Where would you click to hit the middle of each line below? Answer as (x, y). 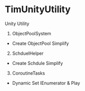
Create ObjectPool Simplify (40, 43)
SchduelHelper (28, 53)
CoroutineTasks (29, 73)
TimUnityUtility (38, 9)
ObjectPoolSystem (32, 33)
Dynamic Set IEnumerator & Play (46, 83)
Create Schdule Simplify (37, 63)
